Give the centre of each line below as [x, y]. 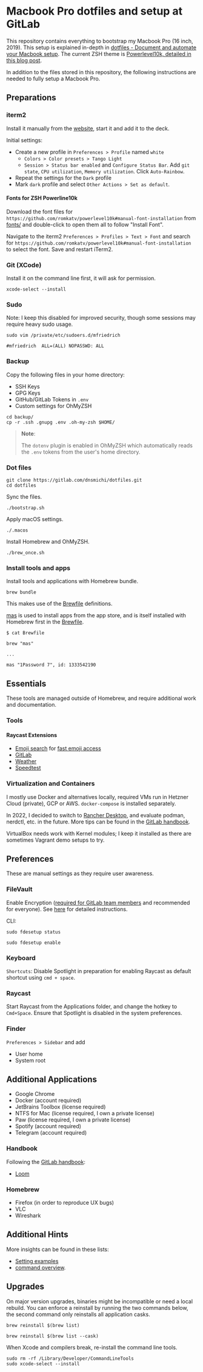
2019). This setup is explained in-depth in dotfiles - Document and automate [101, 47]
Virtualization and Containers [51, 784]
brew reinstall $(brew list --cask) [52, 1336]
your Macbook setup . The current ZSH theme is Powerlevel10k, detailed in [99, 54]
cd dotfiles [21, 486]
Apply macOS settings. [35, 519]
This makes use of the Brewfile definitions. [59, 604]
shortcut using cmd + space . [41, 977]
